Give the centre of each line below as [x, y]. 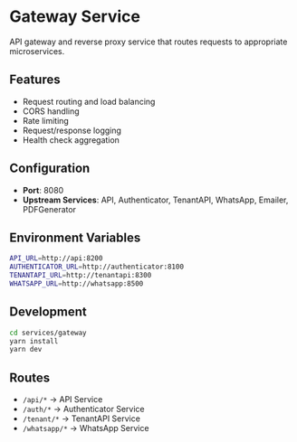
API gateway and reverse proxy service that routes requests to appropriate [148, 42]
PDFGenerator [49, 209]
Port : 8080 [43, 190]
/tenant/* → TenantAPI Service [81, 418]
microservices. [37, 51]
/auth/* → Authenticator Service [83, 409]
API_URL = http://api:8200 [56, 259]
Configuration [50, 169]
